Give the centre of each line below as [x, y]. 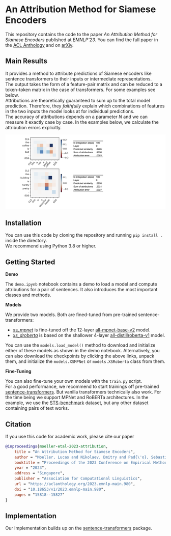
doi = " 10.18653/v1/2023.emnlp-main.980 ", [60, 489]
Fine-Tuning [18, 371]
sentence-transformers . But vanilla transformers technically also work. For [83, 392]
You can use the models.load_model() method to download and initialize [80, 345]
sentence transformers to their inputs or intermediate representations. [79, 79]
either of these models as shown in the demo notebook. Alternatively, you [82, 351]
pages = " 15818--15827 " [40, 495]
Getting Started [30, 262]
